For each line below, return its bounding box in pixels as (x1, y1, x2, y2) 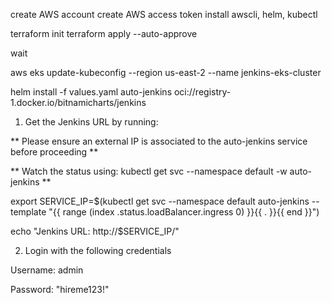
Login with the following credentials (24, 245, 172, 256)
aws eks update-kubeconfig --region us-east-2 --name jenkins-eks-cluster (10, 67, 322, 78)
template (10, 206, 47, 218)
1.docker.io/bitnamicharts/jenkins (10, 97, 147, 108)
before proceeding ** (10, 146, 99, 158)
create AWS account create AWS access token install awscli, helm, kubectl (10, 9, 318, 20)
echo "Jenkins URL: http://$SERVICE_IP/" (10, 225, 180, 237)
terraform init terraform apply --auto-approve (10, 28, 198, 39)
